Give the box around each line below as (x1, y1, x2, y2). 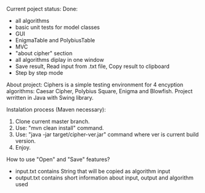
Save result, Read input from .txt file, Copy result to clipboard (15, 62, 170, 70)
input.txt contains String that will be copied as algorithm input (15, 168, 171, 175)
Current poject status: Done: (6, 6, 78, 12)
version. (15, 137, 36, 145)
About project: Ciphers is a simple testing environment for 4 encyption (6, 81, 184, 88)
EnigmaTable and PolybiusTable (15, 37, 95, 44)
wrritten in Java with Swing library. (6, 94, 94, 101)
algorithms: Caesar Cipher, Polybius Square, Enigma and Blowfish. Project (6, 88, 193, 94)
